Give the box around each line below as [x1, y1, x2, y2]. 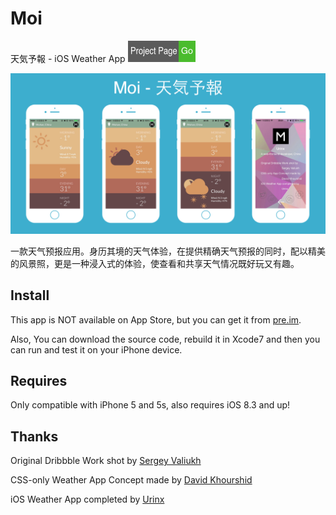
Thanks [10, 428, 59, 445]
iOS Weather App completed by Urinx [10, 493, 165, 506]
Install [10, 287, 50, 304]
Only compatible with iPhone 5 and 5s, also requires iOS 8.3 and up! [10, 399, 291, 411]
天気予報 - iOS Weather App [10, 52, 126, 64]
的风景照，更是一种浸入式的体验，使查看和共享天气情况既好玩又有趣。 [10, 257, 300, 269]
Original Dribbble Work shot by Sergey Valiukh [10, 455, 202, 467]
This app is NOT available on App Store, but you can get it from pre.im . [10, 313, 302, 326]
